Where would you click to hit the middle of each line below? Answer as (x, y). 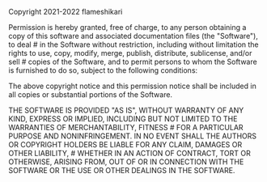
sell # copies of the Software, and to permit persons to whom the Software (133, 61)
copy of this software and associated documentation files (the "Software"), (133, 36)
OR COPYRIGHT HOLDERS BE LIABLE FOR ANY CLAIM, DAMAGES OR (125, 144)
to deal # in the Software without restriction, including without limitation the (133, 44)
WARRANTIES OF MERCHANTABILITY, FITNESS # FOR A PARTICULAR (126, 127)
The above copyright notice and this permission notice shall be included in (132, 86)
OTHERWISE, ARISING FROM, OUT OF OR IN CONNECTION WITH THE (126, 162)
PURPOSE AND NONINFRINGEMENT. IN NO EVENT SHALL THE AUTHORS (133, 136)
